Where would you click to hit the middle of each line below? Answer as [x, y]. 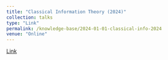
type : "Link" [23, 23]
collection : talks [30, 17]
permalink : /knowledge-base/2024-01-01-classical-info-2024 [84, 28]
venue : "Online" [27, 34]
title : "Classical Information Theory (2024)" [66, 12]
